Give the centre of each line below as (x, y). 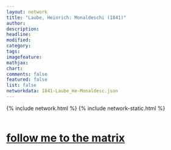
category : (19, 46)
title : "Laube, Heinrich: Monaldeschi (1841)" (66, 18)
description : (23, 29)
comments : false (27, 74)
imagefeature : (24, 57)
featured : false (27, 80)
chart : (15, 68)
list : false (21, 86)
